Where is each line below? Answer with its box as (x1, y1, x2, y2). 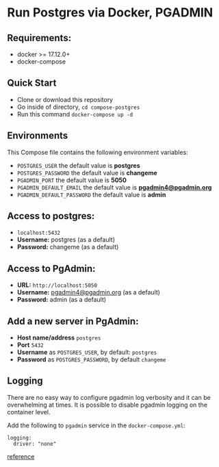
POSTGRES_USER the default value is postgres (16, 161, 140, 169)
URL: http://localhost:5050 (16, 281, 98, 289)
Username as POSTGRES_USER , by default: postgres (16, 348, 157, 357)
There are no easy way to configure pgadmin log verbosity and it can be (7, 393, 211, 401)
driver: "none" (13, 440, 57, 447)
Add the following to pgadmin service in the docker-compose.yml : (7, 421, 186, 429)
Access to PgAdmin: (7, 262, 96, 275)
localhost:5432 (16, 229, 61, 237)
